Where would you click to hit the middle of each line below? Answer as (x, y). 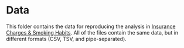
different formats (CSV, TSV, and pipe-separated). (67, 39)
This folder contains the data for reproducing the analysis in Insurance (91, 26)
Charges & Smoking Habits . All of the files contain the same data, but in (92, 32)
